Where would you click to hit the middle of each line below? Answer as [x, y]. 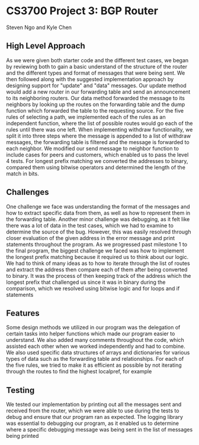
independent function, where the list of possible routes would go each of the [99, 123]
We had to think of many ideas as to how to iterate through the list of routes [98, 263]
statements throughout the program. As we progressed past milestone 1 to [97, 244]
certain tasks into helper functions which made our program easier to [91, 334]
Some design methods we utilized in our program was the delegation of [93, 328]
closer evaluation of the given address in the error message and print [90, 238]
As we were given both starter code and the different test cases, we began [97, 60]
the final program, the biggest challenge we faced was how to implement [95, 251]
